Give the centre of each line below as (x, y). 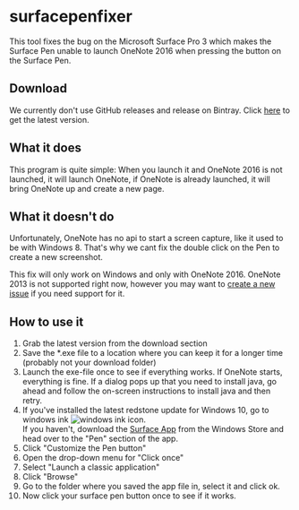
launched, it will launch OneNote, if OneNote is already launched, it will (140, 179)
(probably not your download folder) (89, 363)
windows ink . (84, 419)
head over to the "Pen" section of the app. (100, 439)
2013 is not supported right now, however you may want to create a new (142, 284)
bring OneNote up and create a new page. (87, 188)
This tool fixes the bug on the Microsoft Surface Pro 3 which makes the (141, 41)
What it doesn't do (62, 216)
